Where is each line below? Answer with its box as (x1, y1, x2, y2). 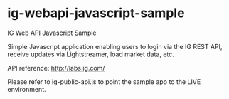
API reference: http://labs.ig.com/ (7, 63, 105, 72)
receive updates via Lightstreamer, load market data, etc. (7, 50, 174, 58)
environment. (7, 85, 46, 93)
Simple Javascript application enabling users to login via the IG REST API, (7, 42, 223, 51)
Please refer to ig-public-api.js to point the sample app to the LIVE (7, 77, 201, 86)
